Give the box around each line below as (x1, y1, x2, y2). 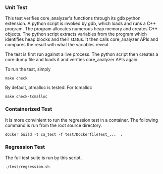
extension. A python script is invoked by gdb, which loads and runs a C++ (5, 20, 156, 26)
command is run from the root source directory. (5, 122, 103, 128)
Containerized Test (5, 106, 52, 113)
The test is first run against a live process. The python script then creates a (5, 51, 159, 57)
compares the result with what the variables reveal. (5, 42, 110, 48)
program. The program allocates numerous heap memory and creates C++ (5, 26, 158, 32)
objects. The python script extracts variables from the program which (5, 31, 147, 37)
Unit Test (5, 4, 27, 11)
